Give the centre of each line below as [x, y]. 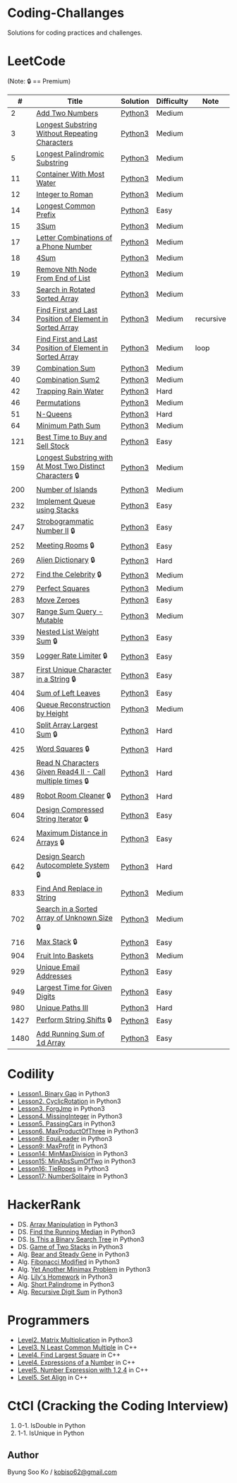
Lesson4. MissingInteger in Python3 [70, 1116]
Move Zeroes [58, 600]
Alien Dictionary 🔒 [66, 559]
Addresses [54, 976]
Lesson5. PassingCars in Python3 [66, 1124]
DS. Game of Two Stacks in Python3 [70, 1246]
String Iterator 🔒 [62, 818]
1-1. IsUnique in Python [51, 1433]
